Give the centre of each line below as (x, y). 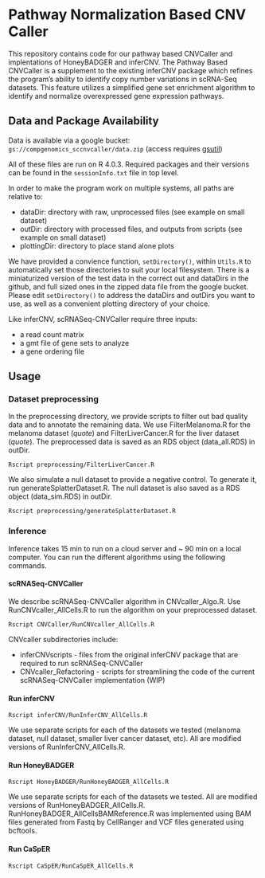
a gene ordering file (52, 351)
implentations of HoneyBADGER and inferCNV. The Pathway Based (118, 62)
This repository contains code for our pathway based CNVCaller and (121, 53)
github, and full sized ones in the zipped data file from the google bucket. (129, 286)
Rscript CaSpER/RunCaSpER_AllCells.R (71, 866)
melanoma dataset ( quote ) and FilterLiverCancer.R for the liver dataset (124, 433)
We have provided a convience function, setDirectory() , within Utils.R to (130, 261)
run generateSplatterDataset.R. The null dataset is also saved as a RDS (124, 488)
